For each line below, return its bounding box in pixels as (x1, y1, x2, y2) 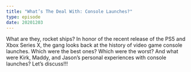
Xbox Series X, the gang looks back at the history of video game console (6, 42, 183, 49)
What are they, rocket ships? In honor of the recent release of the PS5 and (6, 36, 186, 43)
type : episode (6, 14, 41, 20)
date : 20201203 (6, 19, 43, 25)
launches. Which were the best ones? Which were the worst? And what (6, 48, 179, 55)
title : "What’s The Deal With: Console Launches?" (6, 8, 133, 15)
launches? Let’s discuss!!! (6, 60, 68, 67)
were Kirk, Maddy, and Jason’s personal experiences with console (6, 54, 166, 61)
